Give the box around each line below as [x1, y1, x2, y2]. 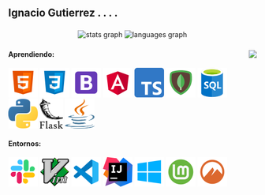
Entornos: [8, 139, 42, 148]
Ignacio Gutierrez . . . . [8, 6, 118, 20]
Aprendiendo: [8, 50, 55, 59]
